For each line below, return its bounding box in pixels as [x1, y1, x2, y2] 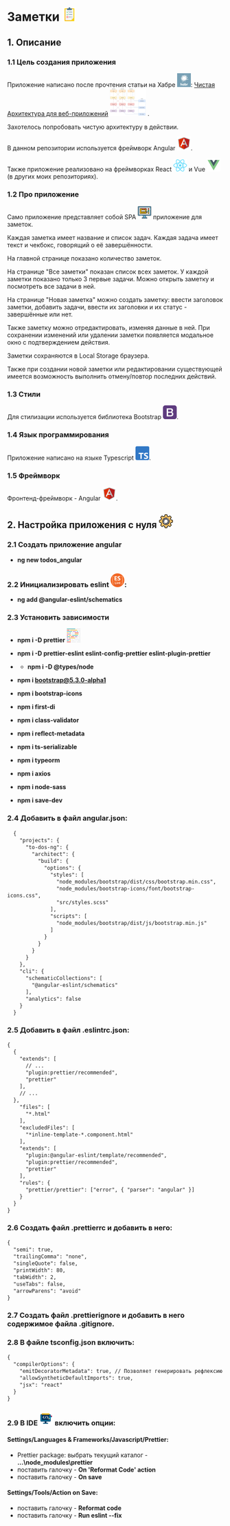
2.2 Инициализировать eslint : [7, 580, 127, 589]
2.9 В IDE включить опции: [7, 1418, 116, 1428]
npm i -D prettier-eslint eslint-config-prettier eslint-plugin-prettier [16, 649, 211, 658]
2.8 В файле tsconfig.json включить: [7, 1338, 135, 1347]
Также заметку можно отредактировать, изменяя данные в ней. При [7, 324, 211, 332]
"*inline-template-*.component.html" [25, 1131, 134, 1138]
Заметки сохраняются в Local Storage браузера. [7, 352, 150, 360]
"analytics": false [25, 995, 81, 1002]
